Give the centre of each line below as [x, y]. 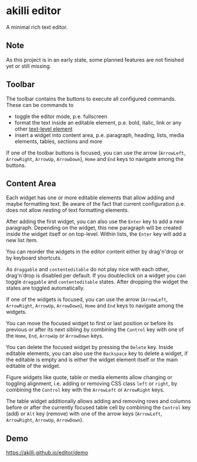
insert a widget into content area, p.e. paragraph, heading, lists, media [99, 135]
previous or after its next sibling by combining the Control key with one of [95, 330]
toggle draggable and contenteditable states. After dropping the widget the [97, 282]
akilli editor [34, 11]
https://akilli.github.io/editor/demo [47, 453]
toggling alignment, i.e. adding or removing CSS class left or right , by [92, 384]
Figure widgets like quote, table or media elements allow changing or [89, 377]
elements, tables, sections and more [58, 141]
